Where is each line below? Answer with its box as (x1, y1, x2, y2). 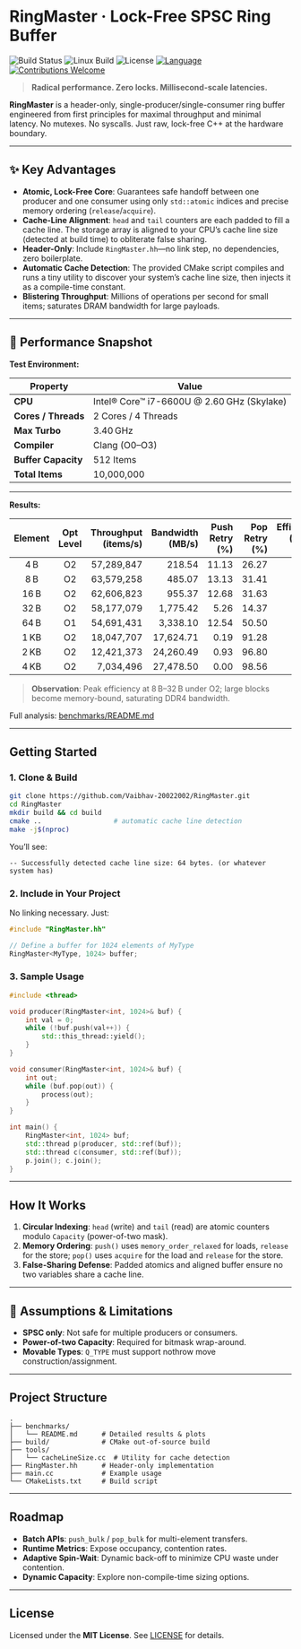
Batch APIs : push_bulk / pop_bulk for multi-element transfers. (21, 1533, 248, 1544)
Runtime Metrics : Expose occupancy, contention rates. (21, 1542, 228, 1553)
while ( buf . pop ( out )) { (25, 1081, 115, 1090)
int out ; (25, 1073, 58, 1082)
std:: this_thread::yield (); (41, 1032, 146, 1041)
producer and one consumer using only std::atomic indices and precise (21, 195, 289, 206)
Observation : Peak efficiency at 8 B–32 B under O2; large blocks (30, 683, 271, 694)
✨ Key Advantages (9, 162, 116, 178)
